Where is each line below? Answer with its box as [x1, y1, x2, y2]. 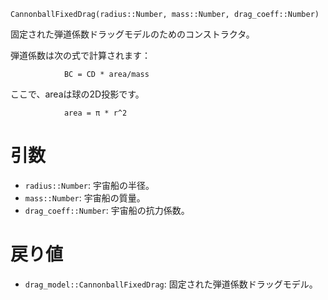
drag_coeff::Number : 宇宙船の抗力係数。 [24, 204, 190, 216]
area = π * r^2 [63, 108, 128, 118]
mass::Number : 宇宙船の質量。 [24, 191, 146, 204]
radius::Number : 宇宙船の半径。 [24, 179, 155, 191]
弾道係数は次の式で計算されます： [10, 50, 151, 61]
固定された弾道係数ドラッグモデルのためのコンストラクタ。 [10, 28, 255, 40]
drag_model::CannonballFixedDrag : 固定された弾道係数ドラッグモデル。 [24, 278, 318, 290]
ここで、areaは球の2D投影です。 [10, 88, 145, 100]
